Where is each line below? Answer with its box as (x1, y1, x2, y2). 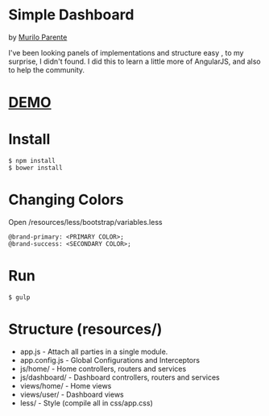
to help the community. (8, 64, 85, 74)
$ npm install (8, 157, 56, 165)
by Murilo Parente (8, 32, 68, 42)
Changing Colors (8, 191, 124, 209)
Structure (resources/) (8, 320, 163, 339)
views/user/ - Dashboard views (19, 389, 125, 399)
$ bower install (8, 164, 63, 173)
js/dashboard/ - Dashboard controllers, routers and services (19, 372, 220, 382)
